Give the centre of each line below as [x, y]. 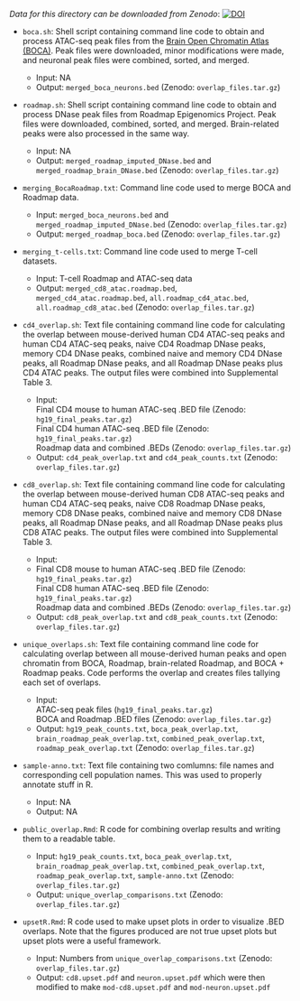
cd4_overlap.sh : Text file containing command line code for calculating [154, 324]
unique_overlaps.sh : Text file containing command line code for [141, 644]
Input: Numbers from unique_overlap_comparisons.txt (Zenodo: [154, 958]
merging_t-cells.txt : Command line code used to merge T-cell [140, 251]
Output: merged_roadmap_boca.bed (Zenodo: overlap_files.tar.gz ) [158, 234]
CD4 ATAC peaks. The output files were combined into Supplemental [150, 373]
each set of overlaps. [62, 682]
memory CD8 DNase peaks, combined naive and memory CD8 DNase [152, 513]
